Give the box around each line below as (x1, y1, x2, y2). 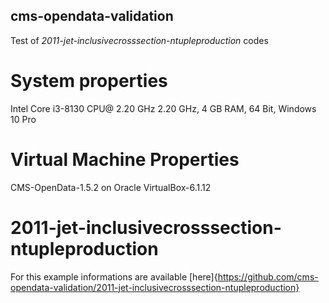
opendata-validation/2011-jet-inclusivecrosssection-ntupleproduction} (10, 281, 300, 293)
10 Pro (10, 113, 37, 125)
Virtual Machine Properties (10, 148, 240, 171)
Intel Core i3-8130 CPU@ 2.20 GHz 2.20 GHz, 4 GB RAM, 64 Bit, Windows (10, 102, 317, 114)
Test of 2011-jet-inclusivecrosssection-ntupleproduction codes (10, 34, 269, 46)
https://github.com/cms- (217, 270, 319, 283)
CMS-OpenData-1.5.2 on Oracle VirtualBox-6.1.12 (10, 181, 212, 193)
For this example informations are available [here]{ (10, 270, 218, 283)
